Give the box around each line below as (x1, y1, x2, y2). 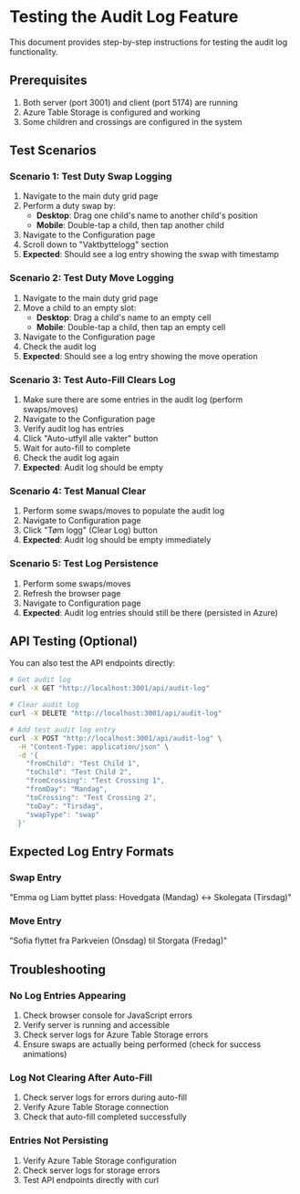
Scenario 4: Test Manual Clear (9, 484, 147, 497)
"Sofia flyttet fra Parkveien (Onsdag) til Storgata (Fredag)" (9, 935, 228, 946)
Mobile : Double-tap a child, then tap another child (36, 220, 225, 231)
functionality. (9, 46, 59, 57)
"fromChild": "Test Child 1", (26, 759, 141, 768)
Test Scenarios (9, 143, 98, 159)
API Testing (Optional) (9, 634, 139, 649)
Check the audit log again (22, 452, 119, 463)
